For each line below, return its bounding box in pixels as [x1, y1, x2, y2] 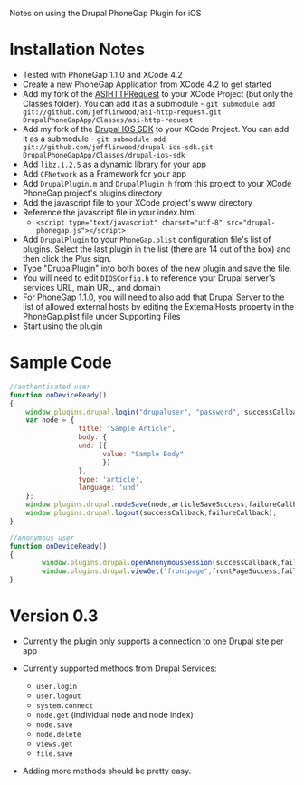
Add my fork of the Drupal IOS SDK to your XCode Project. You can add [22, 123, 290, 134]
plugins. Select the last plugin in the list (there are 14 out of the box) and [22, 244, 291, 254]
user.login [35, 682, 78, 691]
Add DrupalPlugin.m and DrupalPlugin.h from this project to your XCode [22, 177, 292, 188]
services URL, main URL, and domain [22, 282, 161, 292]
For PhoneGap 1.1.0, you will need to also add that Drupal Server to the [22, 292, 285, 302]
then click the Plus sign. [22, 253, 111, 263]
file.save [35, 749, 74, 759]
